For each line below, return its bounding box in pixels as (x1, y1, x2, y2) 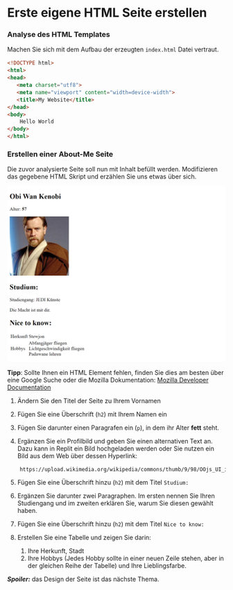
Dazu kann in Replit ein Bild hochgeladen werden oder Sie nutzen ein (17, 444, 215, 453)
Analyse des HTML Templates (7, 30, 111, 40)
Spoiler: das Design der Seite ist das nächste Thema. (7, 575, 159, 584)
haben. (17, 507, 37, 515)
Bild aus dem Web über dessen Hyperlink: (17, 451, 137, 460)
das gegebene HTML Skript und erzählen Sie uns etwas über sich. (7, 172, 197, 181)
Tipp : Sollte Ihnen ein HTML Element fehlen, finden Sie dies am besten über (7, 368, 224, 376)
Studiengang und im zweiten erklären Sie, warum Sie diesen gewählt (17, 499, 214, 507)
